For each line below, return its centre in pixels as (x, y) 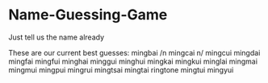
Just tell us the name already (57, 37)
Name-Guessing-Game (88, 15)
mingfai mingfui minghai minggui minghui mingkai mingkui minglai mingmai (133, 61)
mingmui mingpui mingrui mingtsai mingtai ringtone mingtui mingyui (121, 69)
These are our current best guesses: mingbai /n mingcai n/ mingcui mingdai (134, 52)
